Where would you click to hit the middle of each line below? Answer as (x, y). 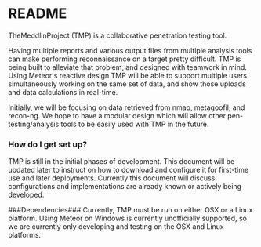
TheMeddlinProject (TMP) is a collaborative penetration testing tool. (118, 35)
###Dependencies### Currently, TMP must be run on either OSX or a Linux (130, 210)
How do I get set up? (48, 144)
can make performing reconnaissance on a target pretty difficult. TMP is (125, 59)
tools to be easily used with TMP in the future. (135, 124)
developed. (26, 195)
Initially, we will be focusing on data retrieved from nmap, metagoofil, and (127, 107)
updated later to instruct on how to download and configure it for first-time (129, 170)
